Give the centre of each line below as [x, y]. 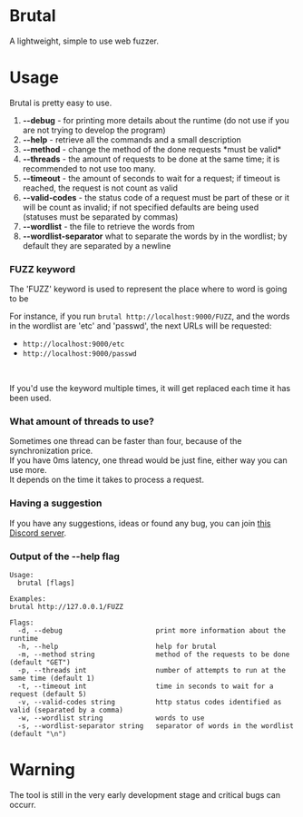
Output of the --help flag [65, 556]
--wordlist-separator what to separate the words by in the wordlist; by [155, 236]
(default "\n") [38, 734]
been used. [30, 398]
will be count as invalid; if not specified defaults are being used [141, 207]
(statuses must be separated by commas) [100, 217]
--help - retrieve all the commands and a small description [132, 139]
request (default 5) [49, 694]
